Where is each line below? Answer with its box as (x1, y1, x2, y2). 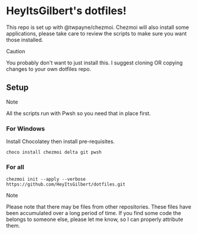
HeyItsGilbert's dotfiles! (6, 4, 127, 18)
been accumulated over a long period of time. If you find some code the (6, 210, 182, 217)
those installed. (6, 36, 43, 43)
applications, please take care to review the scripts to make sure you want (6, 30, 187, 37)
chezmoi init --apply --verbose (6, 176, 86, 183)
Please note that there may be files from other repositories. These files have (6, 203, 192, 210)
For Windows (6, 124, 46, 132)
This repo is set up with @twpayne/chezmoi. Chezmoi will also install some (6, 24, 189, 31)
